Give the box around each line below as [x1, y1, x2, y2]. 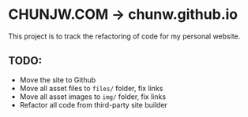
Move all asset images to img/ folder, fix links [19, 92, 167, 101]
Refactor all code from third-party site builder [19, 100, 168, 109]
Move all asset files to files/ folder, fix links [19, 83, 163, 93]
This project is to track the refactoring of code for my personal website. [8, 31, 241, 41]
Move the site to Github [19, 75, 96, 84]
